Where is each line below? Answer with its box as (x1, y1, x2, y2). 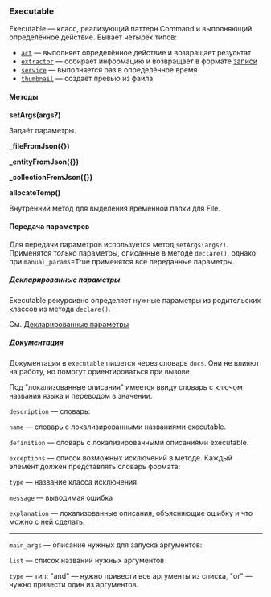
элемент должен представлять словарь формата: (9, 461, 181, 471)
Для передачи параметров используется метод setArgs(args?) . (9, 239, 228, 249)
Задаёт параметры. (9, 125, 76, 135)
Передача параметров (9, 222, 90, 231)
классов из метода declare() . (9, 304, 111, 313)
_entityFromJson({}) (9, 157, 80, 166)
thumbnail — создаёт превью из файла (20, 74, 154, 84)
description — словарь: (9, 406, 91, 415)
